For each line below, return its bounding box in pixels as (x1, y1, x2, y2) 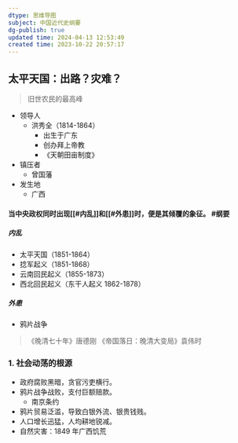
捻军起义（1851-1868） (19, 259, 94, 269)
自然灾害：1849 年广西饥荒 (19, 426, 107, 436)
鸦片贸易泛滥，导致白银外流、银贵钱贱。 (19, 406, 151, 416)
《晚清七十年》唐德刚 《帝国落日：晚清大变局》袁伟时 (27, 336, 202, 346)
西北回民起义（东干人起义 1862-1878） (19, 279, 145, 288)
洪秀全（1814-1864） (31, 120, 100, 130)
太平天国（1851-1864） (19, 249, 94, 259)
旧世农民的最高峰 (27, 93, 83, 103)
